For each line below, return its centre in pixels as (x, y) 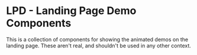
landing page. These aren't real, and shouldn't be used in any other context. (98, 46)
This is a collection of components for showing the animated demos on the (97, 39)
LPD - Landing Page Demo (71, 11)
